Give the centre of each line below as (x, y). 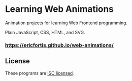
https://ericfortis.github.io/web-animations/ (60, 45)
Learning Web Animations (59, 9)
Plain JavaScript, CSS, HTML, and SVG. (45, 32)
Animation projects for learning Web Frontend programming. (66, 23)
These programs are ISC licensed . (40, 73)
